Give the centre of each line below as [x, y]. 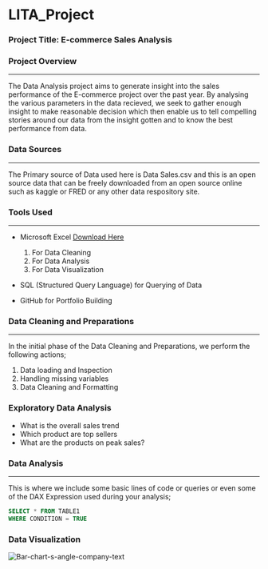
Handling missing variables [64, 379]
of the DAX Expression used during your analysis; [90, 496]
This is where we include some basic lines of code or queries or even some [132, 488]
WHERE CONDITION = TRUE [48, 519]
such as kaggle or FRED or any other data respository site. [104, 191]
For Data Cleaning [61, 252]
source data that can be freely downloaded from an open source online [125, 182]
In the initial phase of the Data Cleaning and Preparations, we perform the [129, 347]
